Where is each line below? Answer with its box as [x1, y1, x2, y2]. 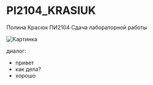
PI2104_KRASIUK [6, 4, 96, 18]
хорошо [15, 72, 36, 79]
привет [15, 59, 34, 66]
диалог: [6, 47, 26, 55]
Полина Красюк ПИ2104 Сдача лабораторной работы [6, 24, 147, 31]
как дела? [15, 65, 42, 73]
